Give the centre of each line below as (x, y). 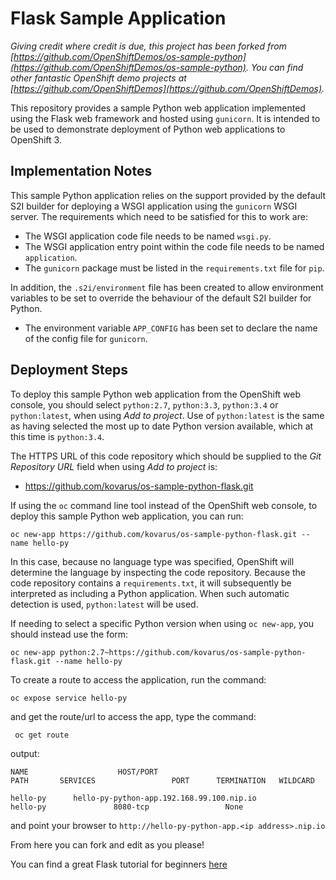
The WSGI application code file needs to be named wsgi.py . (148, 236)
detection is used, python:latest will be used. (104, 604)
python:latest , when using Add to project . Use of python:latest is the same (167, 415)
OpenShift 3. (36, 139)
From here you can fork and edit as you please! (107, 844)
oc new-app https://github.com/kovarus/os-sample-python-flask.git (154, 534)
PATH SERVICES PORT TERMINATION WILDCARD (162, 780)
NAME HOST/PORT (84, 772)
